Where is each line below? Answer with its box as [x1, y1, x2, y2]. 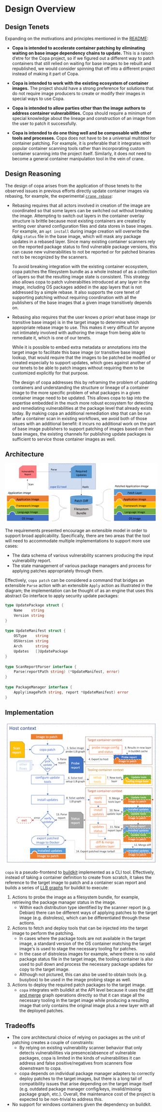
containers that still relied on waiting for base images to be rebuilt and [12, 61, 151, 66]
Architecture [5, 450, 44, 458]
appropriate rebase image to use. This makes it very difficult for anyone [12, 324, 155, 330]
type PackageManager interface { [5, 685, 73, 690]
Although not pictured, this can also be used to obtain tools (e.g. [19, 971, 147, 977]
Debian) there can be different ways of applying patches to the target [19, 910, 158, 915]
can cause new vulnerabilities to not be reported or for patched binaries [12, 249, 156, 254]
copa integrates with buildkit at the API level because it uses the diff [19, 987, 153, 993]
